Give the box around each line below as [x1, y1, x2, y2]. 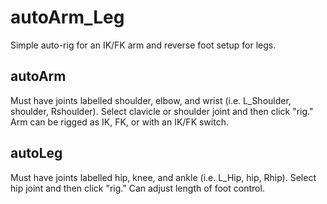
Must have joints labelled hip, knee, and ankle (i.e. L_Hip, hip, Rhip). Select [10, 171, 317, 183]
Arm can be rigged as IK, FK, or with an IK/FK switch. [10, 116, 229, 128]
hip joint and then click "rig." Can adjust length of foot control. [10, 182, 265, 194]
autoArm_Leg [10, 6, 125, 29]
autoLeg [10, 145, 63, 162]
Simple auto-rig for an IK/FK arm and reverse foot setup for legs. [10, 39, 277, 51]
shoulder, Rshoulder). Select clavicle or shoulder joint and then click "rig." [10, 105, 314, 117]
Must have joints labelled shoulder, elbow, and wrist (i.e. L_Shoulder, [10, 94, 292, 106]
